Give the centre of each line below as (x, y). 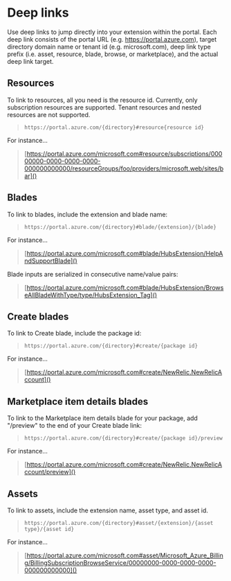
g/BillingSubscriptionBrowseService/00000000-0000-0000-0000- (120, 563)
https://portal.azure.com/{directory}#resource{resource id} (114, 127)
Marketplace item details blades (78, 401)
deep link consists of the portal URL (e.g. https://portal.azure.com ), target (112, 39)
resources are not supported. (49, 114)
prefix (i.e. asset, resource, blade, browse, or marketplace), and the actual (113, 54)
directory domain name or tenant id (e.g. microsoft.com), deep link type (109, 46)
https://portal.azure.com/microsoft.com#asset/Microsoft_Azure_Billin (125, 555)
